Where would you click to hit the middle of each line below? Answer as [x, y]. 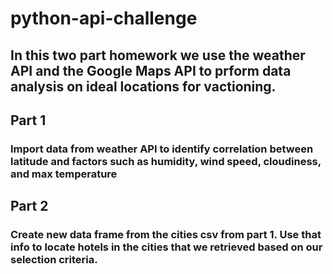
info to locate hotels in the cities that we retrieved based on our [166, 247]
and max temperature [64, 174]
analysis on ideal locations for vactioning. [143, 86]
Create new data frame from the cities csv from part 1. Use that [166, 235]
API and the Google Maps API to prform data [151, 70]
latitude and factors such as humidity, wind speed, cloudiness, [166, 161]
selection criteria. [54, 260]
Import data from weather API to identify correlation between [162, 149]
